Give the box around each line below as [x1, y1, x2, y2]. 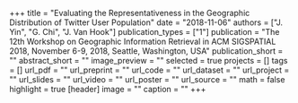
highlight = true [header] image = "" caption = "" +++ [9, 84, 206, 94]
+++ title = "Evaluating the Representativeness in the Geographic [9, 8, 250, 18]
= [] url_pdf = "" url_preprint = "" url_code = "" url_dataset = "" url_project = [9, 64, 290, 75]
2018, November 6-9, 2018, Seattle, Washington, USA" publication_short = [9, 46, 284, 56]
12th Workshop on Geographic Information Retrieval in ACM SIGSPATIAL [9, 36, 276, 47]
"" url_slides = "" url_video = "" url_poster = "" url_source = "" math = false [9, 74, 285, 84]
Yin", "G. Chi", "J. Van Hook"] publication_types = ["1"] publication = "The [9, 27, 280, 37]
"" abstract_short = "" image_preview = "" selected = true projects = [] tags [9, 56, 288, 65]
